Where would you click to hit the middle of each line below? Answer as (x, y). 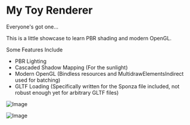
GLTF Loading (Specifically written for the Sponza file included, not (97, 86)
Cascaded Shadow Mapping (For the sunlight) (71, 67)
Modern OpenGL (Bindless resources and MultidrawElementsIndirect (99, 73)
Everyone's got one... (32, 27)
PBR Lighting (30, 61)
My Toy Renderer (49, 10)
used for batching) (38, 80)
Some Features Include (35, 49)
